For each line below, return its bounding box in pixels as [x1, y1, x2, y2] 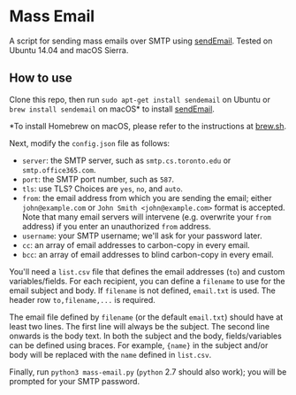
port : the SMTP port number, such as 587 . [21, 174, 175, 184]
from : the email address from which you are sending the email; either [21, 192, 272, 203]
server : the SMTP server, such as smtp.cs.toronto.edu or [21, 155, 231, 166]
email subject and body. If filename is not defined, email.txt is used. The [9, 285, 277, 296]
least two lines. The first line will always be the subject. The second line [9, 321, 270, 331]
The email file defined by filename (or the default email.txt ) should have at [9, 312, 284, 322]
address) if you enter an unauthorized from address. [21, 221, 212, 231]
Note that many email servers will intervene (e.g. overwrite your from [21, 211, 272, 222]
